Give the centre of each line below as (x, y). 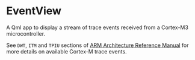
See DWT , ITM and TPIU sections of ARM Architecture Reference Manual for (97, 45)
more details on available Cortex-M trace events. (67, 51)
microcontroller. (26, 33)
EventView (34, 11)
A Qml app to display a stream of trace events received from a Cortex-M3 (97, 27)
